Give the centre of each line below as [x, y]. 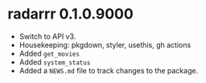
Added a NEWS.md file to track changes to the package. [109, 70]
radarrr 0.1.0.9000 [70, 14]
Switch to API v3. [47, 36]
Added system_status [55, 62]
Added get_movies [49, 53]
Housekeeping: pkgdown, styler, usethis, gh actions [105, 44]
